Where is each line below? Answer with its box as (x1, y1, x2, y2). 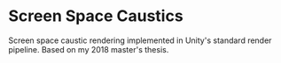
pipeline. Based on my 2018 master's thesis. (8, 44, 169, 54)
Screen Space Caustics (8, 6, 183, 26)
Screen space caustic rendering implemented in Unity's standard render (8, 35, 272, 45)
